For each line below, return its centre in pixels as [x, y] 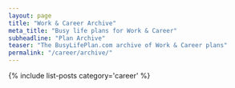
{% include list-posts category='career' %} [79, 76]
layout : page [30, 16]
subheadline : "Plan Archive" [57, 38]
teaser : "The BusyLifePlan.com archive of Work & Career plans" [118, 46]
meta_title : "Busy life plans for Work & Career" [93, 30]
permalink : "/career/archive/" [61, 53]
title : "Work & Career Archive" [62, 23]
